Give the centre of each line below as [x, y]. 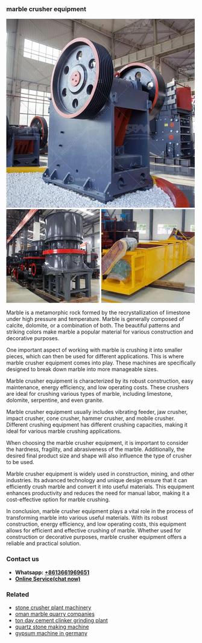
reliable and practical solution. [44, 543]
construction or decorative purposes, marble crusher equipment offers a [96, 537]
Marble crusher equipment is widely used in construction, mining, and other [100, 474]
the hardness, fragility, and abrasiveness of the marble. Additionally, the [96, 450]
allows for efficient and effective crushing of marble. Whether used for [94, 531]
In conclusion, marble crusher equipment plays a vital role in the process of [100, 511]
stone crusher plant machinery [53, 607]
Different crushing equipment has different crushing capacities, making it [97, 425]
